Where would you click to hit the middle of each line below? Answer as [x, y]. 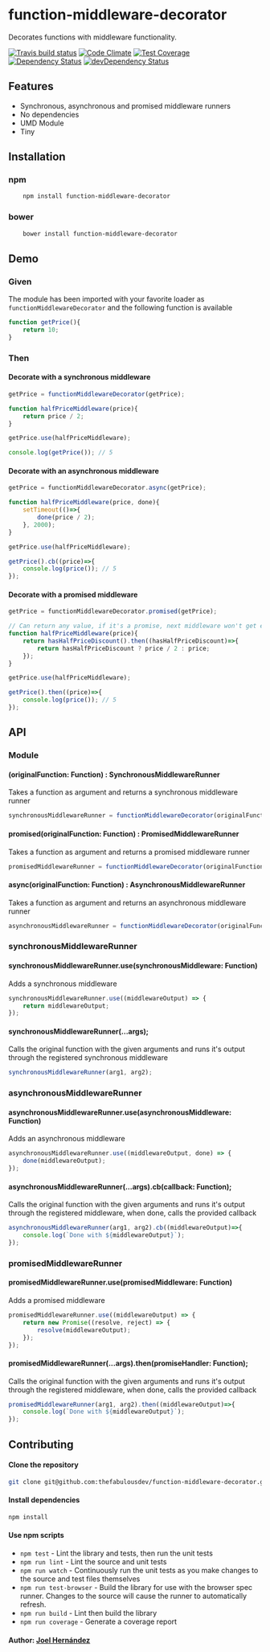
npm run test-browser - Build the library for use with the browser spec [136, 1587]
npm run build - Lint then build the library [88, 1613]
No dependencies [49, 114]
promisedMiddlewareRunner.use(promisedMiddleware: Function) [121, 1282]
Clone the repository [43, 1465]
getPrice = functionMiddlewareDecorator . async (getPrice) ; [107, 488]
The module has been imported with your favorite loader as [106, 299]
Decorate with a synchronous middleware [80, 377]
